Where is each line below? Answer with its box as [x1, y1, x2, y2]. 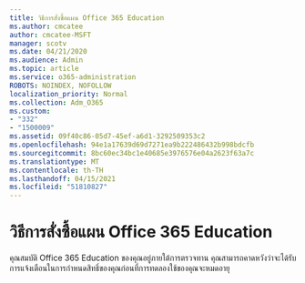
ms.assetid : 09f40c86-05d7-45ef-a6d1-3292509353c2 [9, 132, 206, 141]
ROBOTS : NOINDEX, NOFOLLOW [9, 81, 112, 90]
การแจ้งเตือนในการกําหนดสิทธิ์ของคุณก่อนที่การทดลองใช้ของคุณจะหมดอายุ [9, 263, 230, 274]
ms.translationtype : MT [9, 157, 100, 167]
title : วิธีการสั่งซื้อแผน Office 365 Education [9, 13, 165, 23]
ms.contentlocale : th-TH [9, 166, 104, 175]
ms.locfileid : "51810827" [9, 183, 107, 192]
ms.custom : [9, 106, 51, 116]
